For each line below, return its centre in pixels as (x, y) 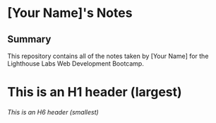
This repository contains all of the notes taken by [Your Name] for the (108, 56)
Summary (29, 39)
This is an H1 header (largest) (95, 92)
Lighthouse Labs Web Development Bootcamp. (76, 64)
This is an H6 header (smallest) (53, 112)
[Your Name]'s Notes (70, 13)
